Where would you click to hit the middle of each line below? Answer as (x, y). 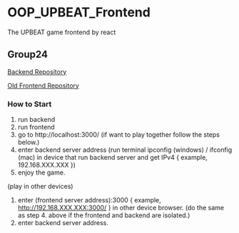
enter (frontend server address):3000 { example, (90, 200)
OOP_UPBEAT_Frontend (79, 12)
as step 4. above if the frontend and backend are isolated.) (104, 215)
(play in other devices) (40, 187)
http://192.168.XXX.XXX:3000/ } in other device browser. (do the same (121, 208)
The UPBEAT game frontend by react (62, 32)
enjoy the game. (41, 172)
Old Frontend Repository (44, 86)
